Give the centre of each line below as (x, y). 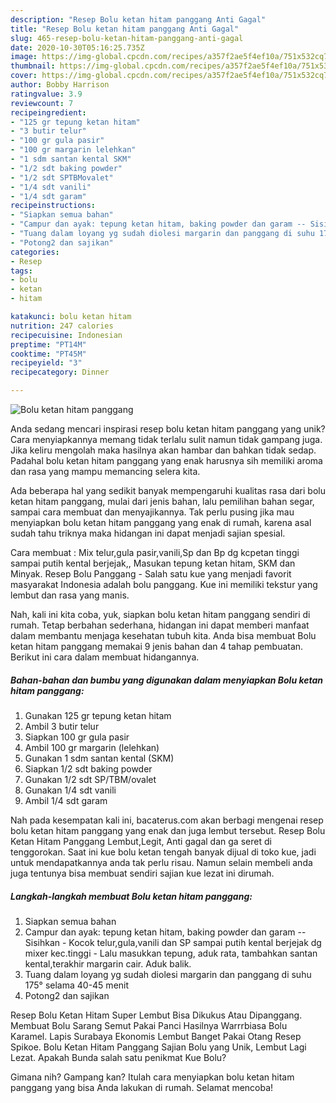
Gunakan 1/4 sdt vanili (70, 790)
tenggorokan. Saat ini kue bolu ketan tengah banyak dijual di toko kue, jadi (163, 852)
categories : (35, 252)
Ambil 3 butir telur (62, 726)
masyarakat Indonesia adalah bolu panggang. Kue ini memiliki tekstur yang (164, 584)
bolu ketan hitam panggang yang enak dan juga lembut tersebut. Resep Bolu (168, 830)
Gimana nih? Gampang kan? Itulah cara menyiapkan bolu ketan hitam (152, 1077)
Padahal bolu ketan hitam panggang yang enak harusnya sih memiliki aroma (166, 460)
